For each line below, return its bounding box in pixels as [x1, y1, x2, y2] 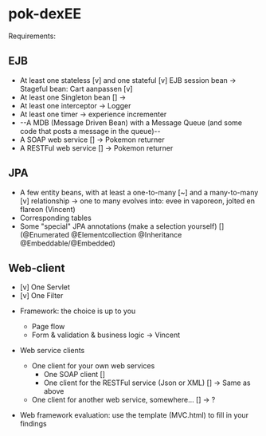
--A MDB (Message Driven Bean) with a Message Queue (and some [19, 117, 243, 128]
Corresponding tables [19, 213, 92, 222]
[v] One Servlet [19, 282, 70, 292]
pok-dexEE [8, 5, 82, 23]
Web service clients [19, 346, 85, 355]
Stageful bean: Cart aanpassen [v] [19, 84, 133, 93]
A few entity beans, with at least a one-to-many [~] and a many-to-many [19, 187, 259, 197]
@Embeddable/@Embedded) [19, 238, 115, 248]
